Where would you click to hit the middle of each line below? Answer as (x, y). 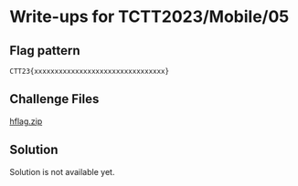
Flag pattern (45, 51)
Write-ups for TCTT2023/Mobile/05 (149, 17)
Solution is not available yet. (62, 171)
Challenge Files (54, 99)
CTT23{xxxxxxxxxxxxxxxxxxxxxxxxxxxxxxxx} (90, 71)
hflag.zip (26, 121)
